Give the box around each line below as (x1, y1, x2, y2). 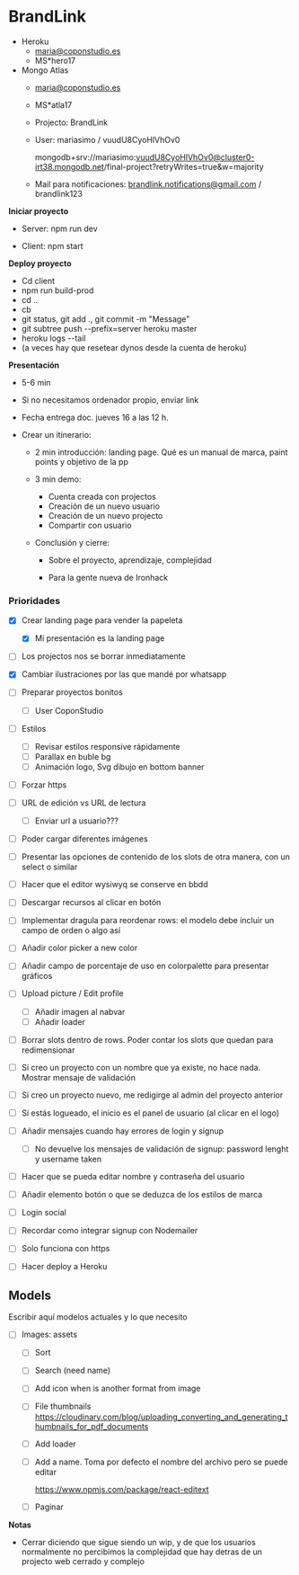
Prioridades (8, 594, 60, 607)
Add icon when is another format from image (34, 1383, 201, 1394)
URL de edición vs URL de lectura (21, 797, 146, 808)
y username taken (34, 1153, 102, 1165)
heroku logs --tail (21, 333, 86, 343)
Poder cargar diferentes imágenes (21, 833, 149, 844)
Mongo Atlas (21, 65, 69, 76)
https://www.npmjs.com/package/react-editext (34, 1483, 209, 1494)
